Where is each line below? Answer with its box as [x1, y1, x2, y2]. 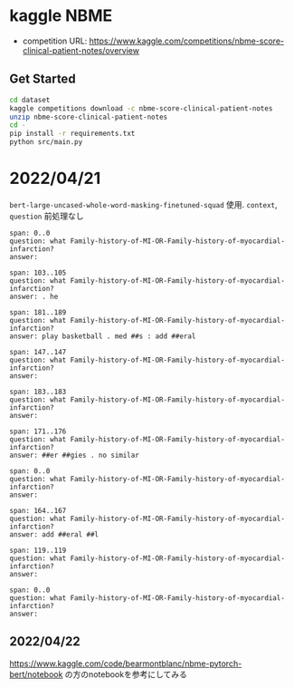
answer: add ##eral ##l [9, 529, 100, 539]
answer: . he [9, 292, 59, 301]
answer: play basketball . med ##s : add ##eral [9, 332, 196, 341]
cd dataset [9, 95, 51, 104]
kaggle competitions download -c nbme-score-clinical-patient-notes [9, 103, 273, 113]
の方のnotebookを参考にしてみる [64, 668, 188, 680]
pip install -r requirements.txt [9, 129, 136, 139]
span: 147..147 [9, 347, 67, 356]
